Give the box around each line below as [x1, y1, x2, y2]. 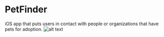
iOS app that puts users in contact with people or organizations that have [5, 21, 159, 27]
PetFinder [5, 4, 48, 15]
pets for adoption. [5, 26, 43, 32]
